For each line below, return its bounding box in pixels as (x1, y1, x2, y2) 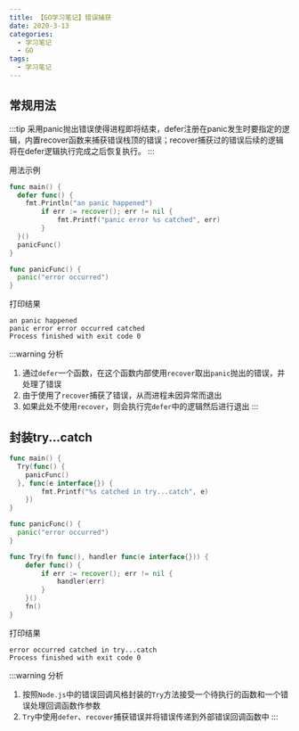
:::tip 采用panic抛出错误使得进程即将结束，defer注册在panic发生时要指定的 (9, 123, 282, 134)
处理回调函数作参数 (29, 700, 101, 710)
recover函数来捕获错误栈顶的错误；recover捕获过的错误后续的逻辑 (39, 135, 284, 145)
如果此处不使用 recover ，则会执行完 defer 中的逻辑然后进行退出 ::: (21, 401, 259, 412)
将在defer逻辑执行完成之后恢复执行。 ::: (9, 145, 155, 156)
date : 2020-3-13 (9, 21, 69, 30)
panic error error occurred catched (9, 324, 145, 333)
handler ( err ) (56, 577, 105, 587)
